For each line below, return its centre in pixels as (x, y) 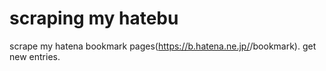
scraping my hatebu (94, 18)
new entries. (35, 56)
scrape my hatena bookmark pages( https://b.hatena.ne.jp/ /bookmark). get (163, 46)
